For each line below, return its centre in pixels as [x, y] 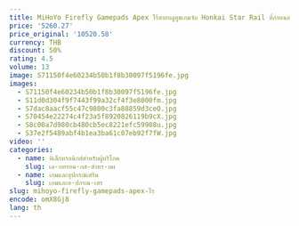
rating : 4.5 [31, 59]
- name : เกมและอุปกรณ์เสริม [58, 174]
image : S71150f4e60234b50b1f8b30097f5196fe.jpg [99, 76]
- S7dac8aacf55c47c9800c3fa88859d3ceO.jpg [97, 109]
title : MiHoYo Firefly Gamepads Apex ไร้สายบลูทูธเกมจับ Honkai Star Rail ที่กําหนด [150, 17]
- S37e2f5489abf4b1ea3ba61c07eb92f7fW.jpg [97, 133]
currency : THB [36, 42]
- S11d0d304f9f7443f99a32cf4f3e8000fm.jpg [97, 100]
